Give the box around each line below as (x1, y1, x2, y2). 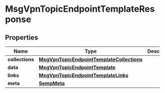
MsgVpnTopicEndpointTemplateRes (5, 3, 155, 15)
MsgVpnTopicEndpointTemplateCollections (38, 56, 143, 63)
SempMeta (38, 80, 65, 87)
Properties (5, 33, 38, 42)
